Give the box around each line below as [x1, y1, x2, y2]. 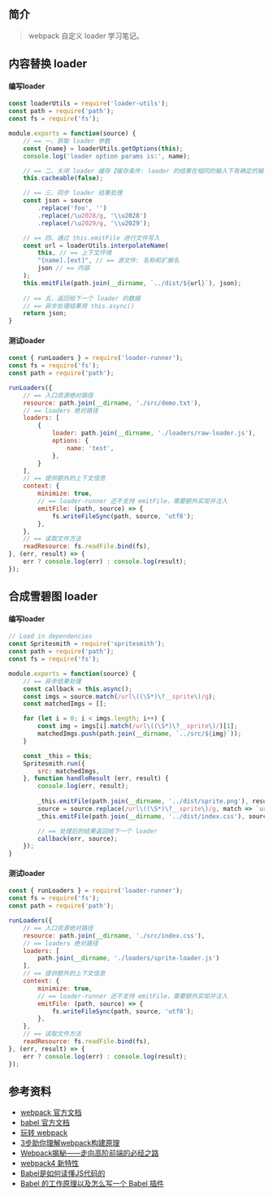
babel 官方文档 [19, 1118, 71, 1128]
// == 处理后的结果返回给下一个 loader [37, 827, 158, 835]
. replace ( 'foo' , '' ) [37, 204, 107, 213]
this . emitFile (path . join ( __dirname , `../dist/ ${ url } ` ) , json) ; [23, 279, 242, 287]
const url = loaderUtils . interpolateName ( [23, 241, 169, 249]
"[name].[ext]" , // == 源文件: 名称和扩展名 [37, 257, 180, 265]
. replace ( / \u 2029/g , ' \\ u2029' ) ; [37, 219, 151, 227]
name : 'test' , [66, 444, 115, 453]
